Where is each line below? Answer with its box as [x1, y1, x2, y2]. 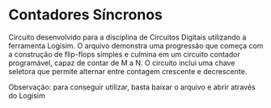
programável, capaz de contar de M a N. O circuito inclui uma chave [8, 58, 235, 68]
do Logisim [8, 90, 46, 100]
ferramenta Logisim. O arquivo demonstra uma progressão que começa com [8, 40, 264, 50]
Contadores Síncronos [8, 6, 163, 24]
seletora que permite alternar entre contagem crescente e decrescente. [8, 66, 248, 76]
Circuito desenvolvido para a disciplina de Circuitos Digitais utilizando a [8, 32, 247, 42]
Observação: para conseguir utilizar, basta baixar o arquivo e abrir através [8, 82, 256, 92]
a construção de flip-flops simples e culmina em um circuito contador [8, 49, 240, 59]
